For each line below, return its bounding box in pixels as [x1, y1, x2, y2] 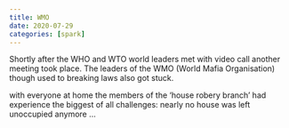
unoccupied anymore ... [9, 108, 96, 120]
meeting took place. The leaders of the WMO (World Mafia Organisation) [9, 63, 276, 74]
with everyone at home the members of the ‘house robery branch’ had [9, 90, 267, 100]
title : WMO [9, 12, 50, 22]
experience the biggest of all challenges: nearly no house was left [9, 100, 251, 110]
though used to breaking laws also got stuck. [9, 73, 174, 84]
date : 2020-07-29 [9, 21, 74, 30]
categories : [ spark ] [9, 29, 86, 38]
